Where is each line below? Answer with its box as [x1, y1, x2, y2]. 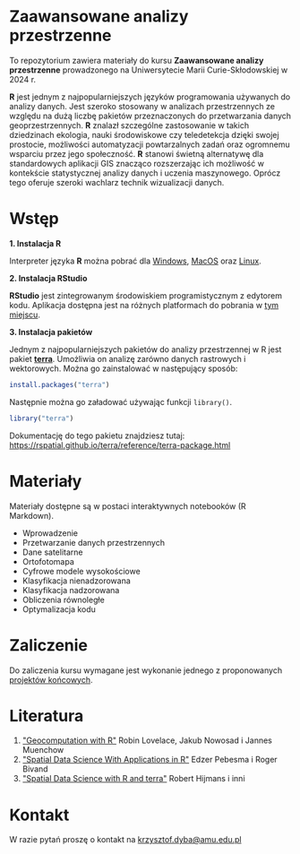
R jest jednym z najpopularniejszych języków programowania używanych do [9, 91, 291, 102]
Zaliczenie [9, 634, 88, 655]
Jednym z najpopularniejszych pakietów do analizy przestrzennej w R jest [9, 343, 282, 355]
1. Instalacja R [9, 237, 61, 248]
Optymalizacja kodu [21, 603, 97, 615]
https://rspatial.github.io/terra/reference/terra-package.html [9, 439, 231, 450]
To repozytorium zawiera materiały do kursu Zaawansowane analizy [9, 55, 264, 65]
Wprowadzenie [21, 527, 79, 539]
